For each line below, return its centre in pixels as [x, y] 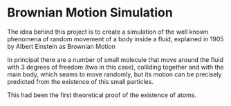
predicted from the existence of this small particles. [81, 81]
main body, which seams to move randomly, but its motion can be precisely [114, 74]
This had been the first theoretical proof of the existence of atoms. [102, 95]
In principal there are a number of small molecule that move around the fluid [115, 59]
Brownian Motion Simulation [90, 13]
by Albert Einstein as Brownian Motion [61, 46]
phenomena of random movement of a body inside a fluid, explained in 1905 [115, 39]
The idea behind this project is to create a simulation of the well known [108, 32]
